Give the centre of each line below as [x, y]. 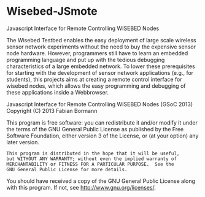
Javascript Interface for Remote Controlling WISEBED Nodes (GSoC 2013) [100, 104]
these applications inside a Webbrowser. [58, 92]
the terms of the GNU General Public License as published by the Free [95, 129]
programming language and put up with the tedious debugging [86, 60]
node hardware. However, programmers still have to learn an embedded [97, 53]
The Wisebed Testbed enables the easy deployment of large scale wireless [101, 40]
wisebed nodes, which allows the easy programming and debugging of [96, 86]
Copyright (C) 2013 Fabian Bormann [52, 110]
